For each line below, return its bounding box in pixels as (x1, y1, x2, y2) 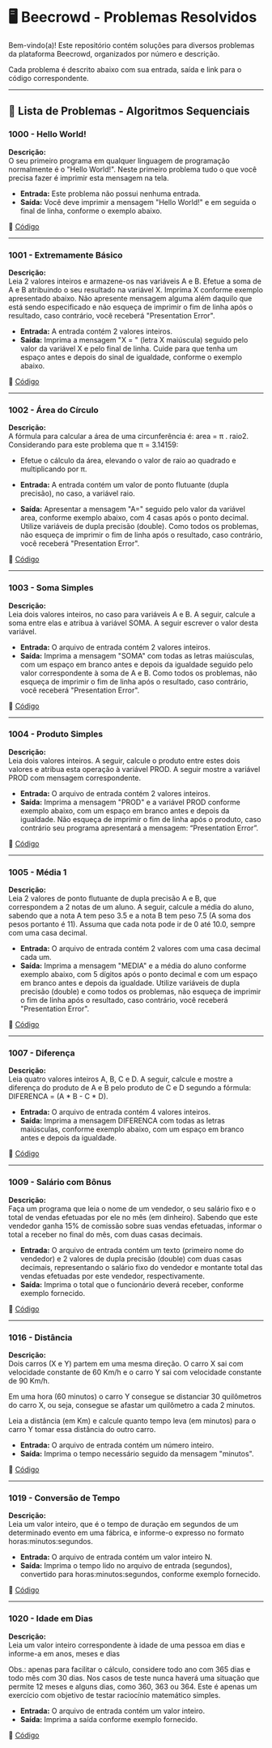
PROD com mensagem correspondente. (8, 773, 142, 782)
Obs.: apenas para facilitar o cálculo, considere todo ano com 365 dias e (8, 1664, 251, 1674)
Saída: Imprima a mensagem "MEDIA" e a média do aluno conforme (19, 961, 247, 970)
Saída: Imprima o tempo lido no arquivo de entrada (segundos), (19, 1561, 232, 1571)
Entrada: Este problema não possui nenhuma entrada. (19, 189, 201, 198)
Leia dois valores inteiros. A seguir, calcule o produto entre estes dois (8, 756, 240, 765)
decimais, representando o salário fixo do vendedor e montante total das (19, 1262, 263, 1272)
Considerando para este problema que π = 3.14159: (8, 440, 179, 450)
